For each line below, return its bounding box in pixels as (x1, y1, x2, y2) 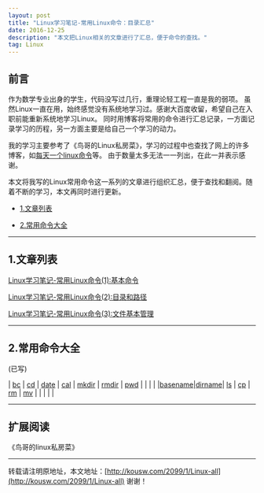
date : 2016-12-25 (8, 26, 65, 34)
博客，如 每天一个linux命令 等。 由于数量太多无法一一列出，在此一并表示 (8, 150, 239, 160)
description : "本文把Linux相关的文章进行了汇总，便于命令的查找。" (8, 33, 207, 42)
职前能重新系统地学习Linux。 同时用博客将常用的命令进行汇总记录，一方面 (8, 113, 248, 123)
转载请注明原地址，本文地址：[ (8, 466, 108, 476)
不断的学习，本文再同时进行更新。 (14, 187, 126, 196)
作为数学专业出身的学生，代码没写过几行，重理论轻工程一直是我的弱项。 (8, 94, 242, 103)
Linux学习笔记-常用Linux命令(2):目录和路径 (8, 292, 148, 302)
